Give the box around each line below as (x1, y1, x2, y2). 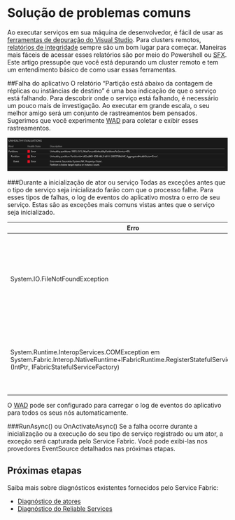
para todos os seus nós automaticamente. (7, 408, 129, 417)
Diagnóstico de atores (17, 497, 82, 505)
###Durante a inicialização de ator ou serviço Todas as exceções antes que (7, 178, 226, 187)
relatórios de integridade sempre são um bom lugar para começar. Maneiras (7, 43, 227, 51)
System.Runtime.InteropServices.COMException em (10, 348, 160, 356)
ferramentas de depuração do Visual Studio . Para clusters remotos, (7, 35, 201, 44)
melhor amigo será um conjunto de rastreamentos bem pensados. (7, 109, 198, 117)
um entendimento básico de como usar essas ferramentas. (7, 65, 177, 74)
